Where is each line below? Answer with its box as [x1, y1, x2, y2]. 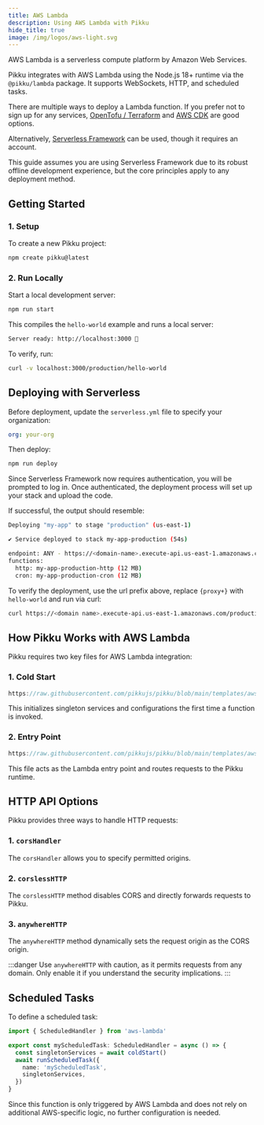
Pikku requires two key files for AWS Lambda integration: [8, 652, 192, 661]
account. [8, 142, 37, 152]
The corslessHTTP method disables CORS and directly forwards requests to [8, 890, 251, 900]
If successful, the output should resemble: [8, 506, 145, 516]
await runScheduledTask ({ [15, 1056, 101, 1064]
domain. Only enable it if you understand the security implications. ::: [8, 969, 231, 978]
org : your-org [8, 430, 55, 439]
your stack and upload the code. [8, 491, 113, 500]
